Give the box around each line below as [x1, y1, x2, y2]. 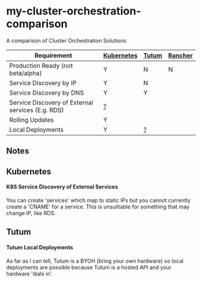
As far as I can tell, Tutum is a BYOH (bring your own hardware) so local [6, 257, 184, 265]
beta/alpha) [9, 69, 42, 77]
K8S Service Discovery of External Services [6, 183, 118, 190]
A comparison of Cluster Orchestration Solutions [6, 37, 127, 44]
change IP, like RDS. [6, 209, 56, 216]
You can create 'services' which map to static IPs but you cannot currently [6, 196, 191, 204]
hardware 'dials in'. [6, 270, 53, 277]
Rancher [168, 51, 193, 60]
